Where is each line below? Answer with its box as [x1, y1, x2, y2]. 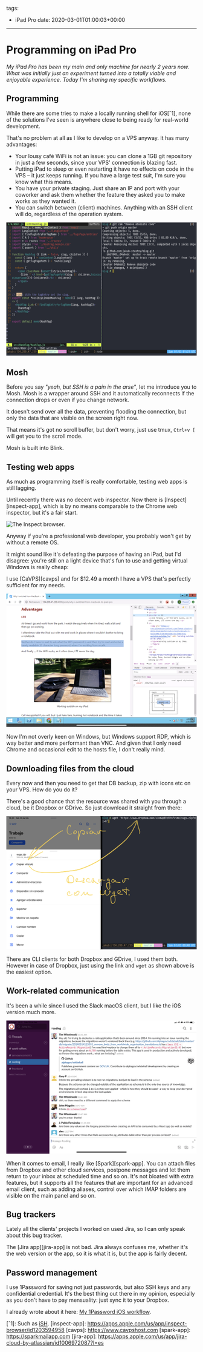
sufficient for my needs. [6, 582, 66, 589]
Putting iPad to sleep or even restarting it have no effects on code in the [14, 165, 195, 173]
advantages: [6, 140, 37, 148]
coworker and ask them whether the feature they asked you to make [14, 191, 185, 198]
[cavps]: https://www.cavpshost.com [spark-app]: [65, 1327, 191, 1334]
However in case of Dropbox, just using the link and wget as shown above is [6, 961, 195, 969]
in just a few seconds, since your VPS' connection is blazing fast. [14, 159, 178, 166]
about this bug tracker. [6, 1232, 63, 1239]
